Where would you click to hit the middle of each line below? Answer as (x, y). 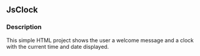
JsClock (22, 10)
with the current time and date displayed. (58, 46)
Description (24, 27)
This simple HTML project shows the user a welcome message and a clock (100, 40)
